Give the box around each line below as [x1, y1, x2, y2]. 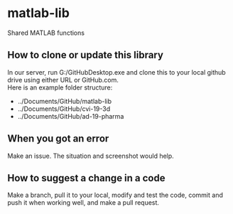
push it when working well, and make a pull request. [7, 198, 160, 207]
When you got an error [7, 133, 109, 145]
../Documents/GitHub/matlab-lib [17, 97, 112, 105]
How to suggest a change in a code [7, 172, 166, 184]
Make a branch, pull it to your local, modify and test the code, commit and [7, 191, 224, 200]
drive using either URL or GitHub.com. [7, 75, 119, 84]
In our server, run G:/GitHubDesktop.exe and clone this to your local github [7, 68, 226, 76]
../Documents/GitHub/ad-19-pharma [17, 112, 124, 120]
